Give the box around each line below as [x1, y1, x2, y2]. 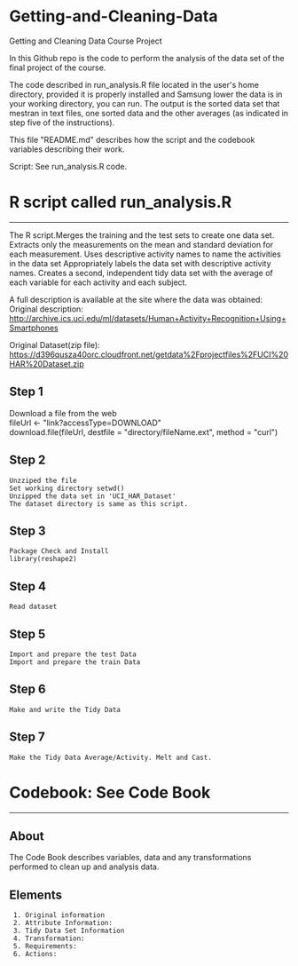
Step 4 [9, 579, 47, 594]
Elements [9, 887, 63, 902]
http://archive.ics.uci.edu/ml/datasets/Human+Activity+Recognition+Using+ [9, 313, 286, 323]
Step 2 [9, 453, 46, 468]
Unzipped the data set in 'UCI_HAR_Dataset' [9, 491, 176, 501]
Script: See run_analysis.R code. [9, 161, 127, 171]
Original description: [9, 304, 84, 314]
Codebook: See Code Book [9, 782, 211, 803]
